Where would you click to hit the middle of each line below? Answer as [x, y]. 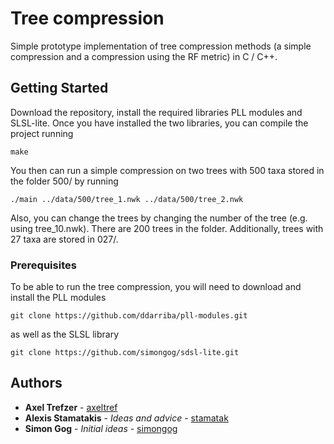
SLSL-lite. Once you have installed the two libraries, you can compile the [159, 123]
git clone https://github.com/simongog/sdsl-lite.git [125, 353]
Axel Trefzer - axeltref [71, 407]
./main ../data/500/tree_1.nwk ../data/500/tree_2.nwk [127, 199]
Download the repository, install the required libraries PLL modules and [156, 112]
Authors [36, 383]
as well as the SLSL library [64, 334]
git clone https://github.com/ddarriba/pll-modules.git [129, 316]
